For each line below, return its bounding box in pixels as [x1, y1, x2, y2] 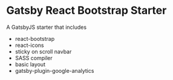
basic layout [15, 61, 45, 68]
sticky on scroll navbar [15, 48, 72, 55]
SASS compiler [15, 54, 53, 61]
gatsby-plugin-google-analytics [15, 67, 94, 74]
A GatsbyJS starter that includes [6, 23, 86, 31]
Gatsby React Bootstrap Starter [6, 4, 167, 17]
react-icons [15, 42, 44, 49]
